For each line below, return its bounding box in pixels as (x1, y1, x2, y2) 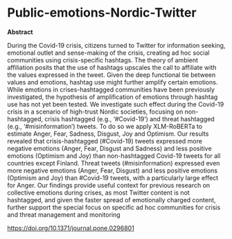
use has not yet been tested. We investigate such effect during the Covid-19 (7, 100, 224, 108)
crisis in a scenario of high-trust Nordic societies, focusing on (7, 107, 184, 116)
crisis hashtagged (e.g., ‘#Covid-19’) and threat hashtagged (44, 114, 215, 123)
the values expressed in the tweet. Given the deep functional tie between (7, 71, 216, 79)
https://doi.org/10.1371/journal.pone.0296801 (7, 224, 135, 232)
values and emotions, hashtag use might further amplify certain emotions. (7, 78, 218, 86)
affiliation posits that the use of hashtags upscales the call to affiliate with (7, 63, 217, 71)
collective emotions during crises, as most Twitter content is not (7, 188, 190, 197)
